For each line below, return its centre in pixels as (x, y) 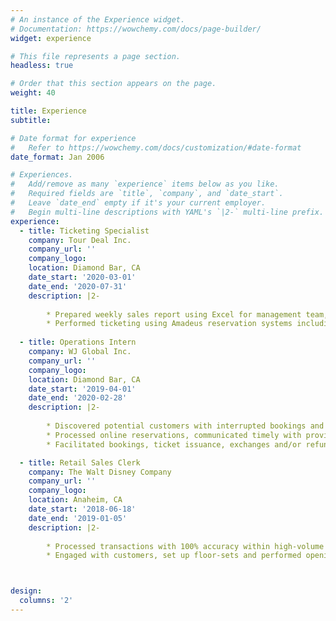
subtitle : (31, 120)
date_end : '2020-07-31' (78, 286)
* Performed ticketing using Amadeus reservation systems (169, 324)
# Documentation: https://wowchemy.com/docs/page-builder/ (136, 29)
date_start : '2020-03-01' (82, 277)
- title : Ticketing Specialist (84, 231)
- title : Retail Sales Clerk (80, 462)
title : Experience (48, 111)
